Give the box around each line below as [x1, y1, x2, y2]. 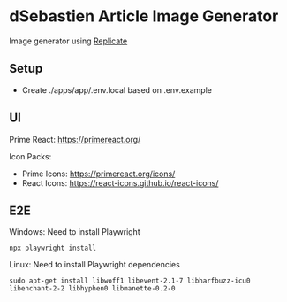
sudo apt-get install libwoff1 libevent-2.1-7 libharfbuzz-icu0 [9, 276, 251, 285]
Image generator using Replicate [9, 35, 128, 46]
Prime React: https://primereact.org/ [9, 134, 141, 144]
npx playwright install [9, 244, 97, 253]
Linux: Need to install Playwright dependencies [9, 259, 181, 270]
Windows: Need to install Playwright [9, 227, 140, 237]
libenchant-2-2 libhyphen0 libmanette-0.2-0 [9, 284, 176, 293]
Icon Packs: [9, 151, 52, 161]
